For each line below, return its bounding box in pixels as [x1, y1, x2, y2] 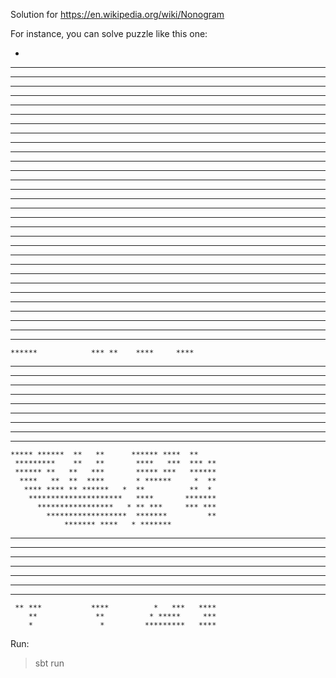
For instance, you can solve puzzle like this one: [10, 28, 208, 39]
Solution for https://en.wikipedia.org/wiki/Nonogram [10, 9, 225, 20]
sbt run [34, 657, 65, 669]
